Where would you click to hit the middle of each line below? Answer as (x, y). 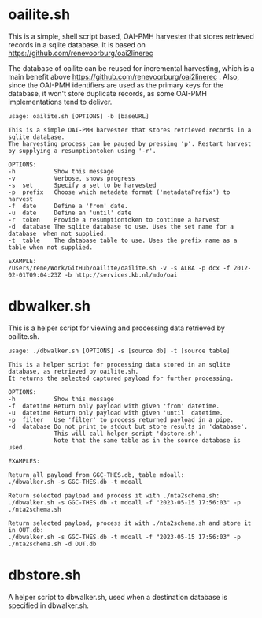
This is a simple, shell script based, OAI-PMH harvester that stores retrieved (131, 36)
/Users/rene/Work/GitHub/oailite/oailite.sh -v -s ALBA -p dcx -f (119, 268)
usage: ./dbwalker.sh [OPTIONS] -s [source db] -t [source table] (119, 351)
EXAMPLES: (24, 461)
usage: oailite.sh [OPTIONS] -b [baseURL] (79, 116)
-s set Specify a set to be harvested (82, 185)
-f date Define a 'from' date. (68, 206)
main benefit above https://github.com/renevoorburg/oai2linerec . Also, (124, 76)
